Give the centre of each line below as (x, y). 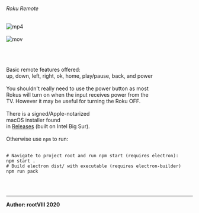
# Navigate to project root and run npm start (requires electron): (92, 156)
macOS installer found (33, 120)
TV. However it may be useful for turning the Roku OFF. (73, 101)
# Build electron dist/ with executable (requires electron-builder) (94, 166)
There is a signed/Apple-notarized (48, 114)
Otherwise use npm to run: (37, 139)
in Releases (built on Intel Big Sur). (48, 126)
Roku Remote (23, 8)
